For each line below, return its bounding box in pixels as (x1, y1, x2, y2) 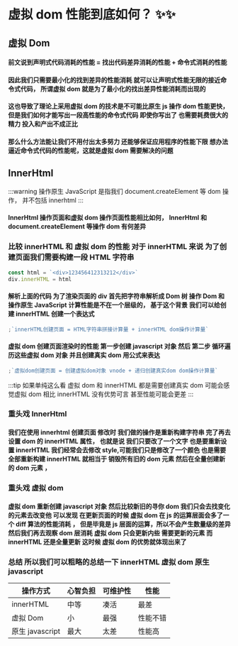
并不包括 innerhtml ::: (21, 196, 84, 204)
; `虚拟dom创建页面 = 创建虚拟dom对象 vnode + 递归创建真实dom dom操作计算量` (8, 367, 218, 374)
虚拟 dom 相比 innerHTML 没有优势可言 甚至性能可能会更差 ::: (13, 390, 194, 398)
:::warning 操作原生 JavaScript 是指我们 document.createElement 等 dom (8, 187, 222, 195)
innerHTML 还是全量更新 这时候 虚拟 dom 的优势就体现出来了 (8, 537, 187, 546)
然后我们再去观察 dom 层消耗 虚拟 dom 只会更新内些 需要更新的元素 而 (8, 528, 213, 537)
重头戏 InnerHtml (8, 409, 67, 419)
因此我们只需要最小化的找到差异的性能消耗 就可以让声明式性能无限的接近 (8, 75, 221, 84)
